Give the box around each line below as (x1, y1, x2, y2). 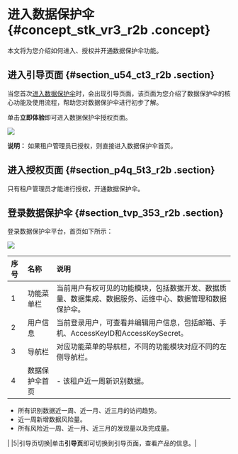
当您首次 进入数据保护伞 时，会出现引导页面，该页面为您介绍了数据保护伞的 (7, 89, 225, 98)
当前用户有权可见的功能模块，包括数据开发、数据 (56, 283, 220, 293)
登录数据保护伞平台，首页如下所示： (7, 227, 113, 236)
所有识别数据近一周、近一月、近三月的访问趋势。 (17, 407, 161, 415)
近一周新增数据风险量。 (17, 415, 86, 424)
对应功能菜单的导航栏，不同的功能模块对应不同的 (56, 341, 220, 351)
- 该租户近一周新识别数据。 (56, 376, 149, 386)
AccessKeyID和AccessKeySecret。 (70, 329, 188, 339)
